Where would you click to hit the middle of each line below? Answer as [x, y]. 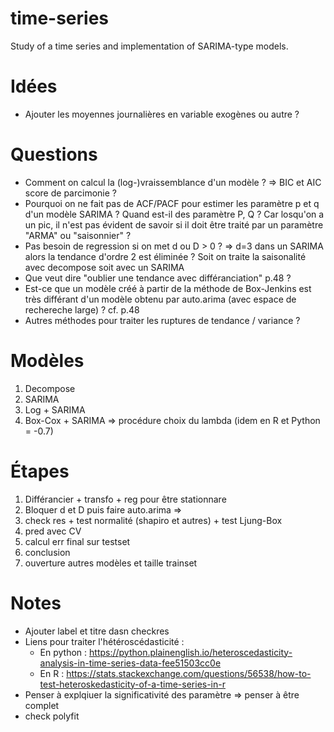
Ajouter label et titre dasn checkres [97, 631]
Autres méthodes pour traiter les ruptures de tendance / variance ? [162, 320]
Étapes [40, 471]
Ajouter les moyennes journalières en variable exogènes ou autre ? [162, 114]
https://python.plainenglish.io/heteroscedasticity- [191, 652]
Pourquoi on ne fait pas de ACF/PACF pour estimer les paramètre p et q [172, 203]
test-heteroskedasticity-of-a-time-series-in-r [132, 684]
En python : [63, 652]
